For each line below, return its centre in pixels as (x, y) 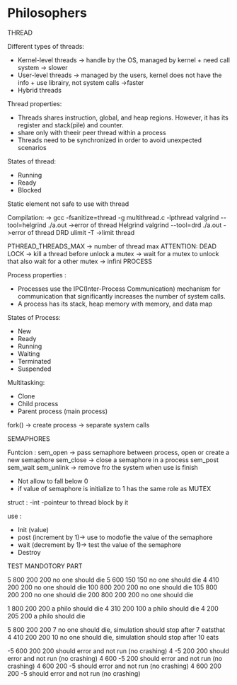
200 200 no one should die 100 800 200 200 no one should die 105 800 (112, 587)
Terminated (34, 361)
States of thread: (32, 161)
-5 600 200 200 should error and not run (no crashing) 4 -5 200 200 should (118, 651)
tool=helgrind (27, 225)
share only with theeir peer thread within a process (92, 132)
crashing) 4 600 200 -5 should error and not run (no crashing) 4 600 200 (114, 666)
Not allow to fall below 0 (53, 481)
